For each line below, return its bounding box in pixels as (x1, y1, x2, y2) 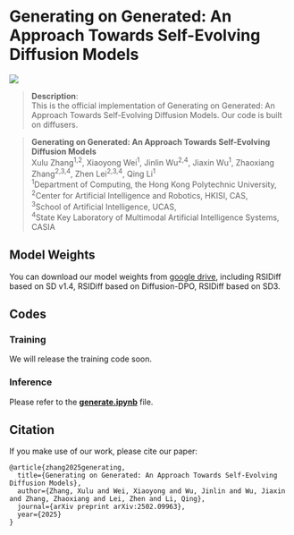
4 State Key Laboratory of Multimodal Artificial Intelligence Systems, (30, 210, 280, 223)
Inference (9, 376, 53, 388)
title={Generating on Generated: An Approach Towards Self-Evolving (17, 471, 278, 480)
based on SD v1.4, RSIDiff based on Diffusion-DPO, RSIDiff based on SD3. (9, 280, 281, 292)
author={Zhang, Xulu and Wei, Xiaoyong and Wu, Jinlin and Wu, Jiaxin (17, 487, 286, 496)
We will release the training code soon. (9, 353, 153, 364)
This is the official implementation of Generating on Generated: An (30, 100, 275, 111)
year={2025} (17, 510, 63, 520)
